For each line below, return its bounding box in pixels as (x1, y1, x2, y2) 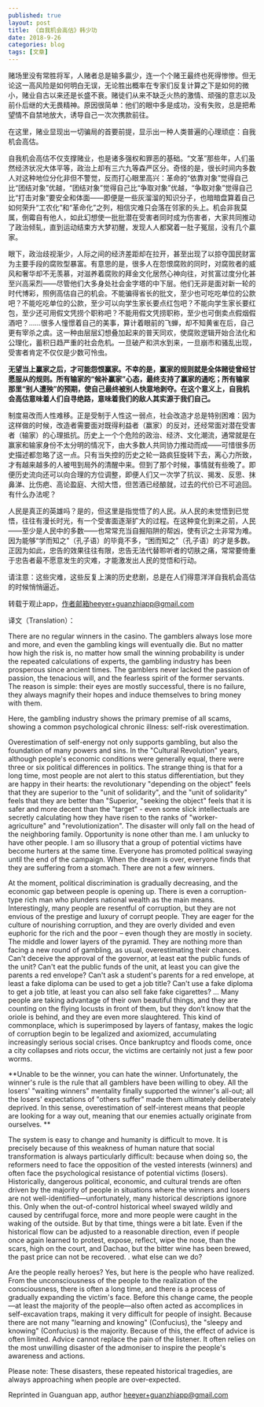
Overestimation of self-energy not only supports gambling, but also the (8, 738, 238, 746)
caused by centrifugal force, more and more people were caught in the (8, 1211, 238, 1219)
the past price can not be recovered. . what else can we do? (8, 1253, 203, 1261)
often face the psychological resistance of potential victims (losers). (8, 1168, 228, 1178)
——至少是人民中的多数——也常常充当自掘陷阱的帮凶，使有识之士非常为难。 (8, 526, 256, 535)
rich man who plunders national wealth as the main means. (24, 895, 215, 904)
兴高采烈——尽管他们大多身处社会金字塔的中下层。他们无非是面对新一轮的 (14, 279, 256, 288)
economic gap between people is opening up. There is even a (8, 887, 208, 895)
